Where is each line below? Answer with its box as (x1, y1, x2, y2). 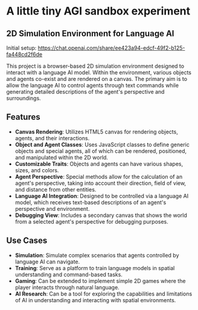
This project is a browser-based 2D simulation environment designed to (6, 62, 185, 69)
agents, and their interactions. (14, 134, 90, 141)
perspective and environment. (14, 205, 90, 212)
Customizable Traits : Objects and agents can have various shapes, (14, 160, 183, 167)
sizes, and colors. (14, 166, 59, 173)
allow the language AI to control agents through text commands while (6, 82, 179, 89)
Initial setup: (6, 44, 37, 51)
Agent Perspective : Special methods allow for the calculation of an (14, 173, 183, 180)
